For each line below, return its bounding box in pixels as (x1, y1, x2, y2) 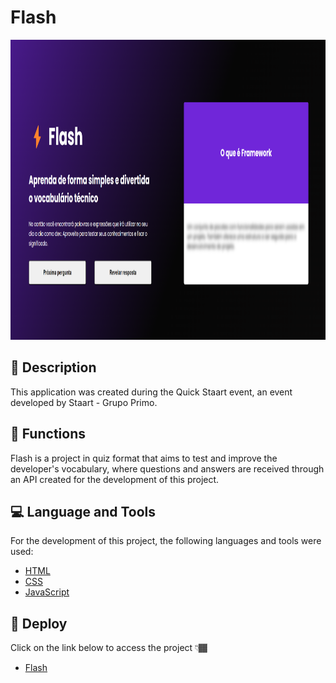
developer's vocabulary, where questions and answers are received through (10, 462, 325, 475)
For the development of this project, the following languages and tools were (10, 535, 322, 547)
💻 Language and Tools (10, 503, 157, 520)
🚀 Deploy (10, 615, 68, 632)
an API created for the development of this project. (10, 473, 220, 485)
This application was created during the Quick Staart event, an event (10, 386, 293, 398)
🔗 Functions (10, 426, 86, 443)
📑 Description (10, 359, 97, 376)
